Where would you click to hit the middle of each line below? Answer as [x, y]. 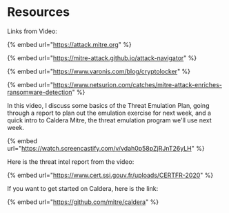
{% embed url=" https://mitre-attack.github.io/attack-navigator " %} [102, 58]
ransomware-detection [40, 92]
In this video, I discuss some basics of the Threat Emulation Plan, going [108, 105]
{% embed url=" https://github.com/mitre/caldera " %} [83, 202]
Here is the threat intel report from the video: [71, 161]
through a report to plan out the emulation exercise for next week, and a [109, 113]
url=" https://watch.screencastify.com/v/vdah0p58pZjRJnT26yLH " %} [106, 148]
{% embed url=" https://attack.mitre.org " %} [70, 44]
